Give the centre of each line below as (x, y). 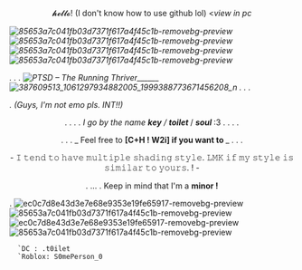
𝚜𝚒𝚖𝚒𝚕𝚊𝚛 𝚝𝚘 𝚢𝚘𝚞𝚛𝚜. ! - (152, 168)
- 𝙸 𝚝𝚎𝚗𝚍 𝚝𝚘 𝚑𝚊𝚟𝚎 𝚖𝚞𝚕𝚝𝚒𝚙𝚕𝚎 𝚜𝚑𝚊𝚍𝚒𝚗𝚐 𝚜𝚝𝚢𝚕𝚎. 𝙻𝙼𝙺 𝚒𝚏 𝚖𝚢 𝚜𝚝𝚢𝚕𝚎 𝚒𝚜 (152, 157)
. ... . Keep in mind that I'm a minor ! (152, 186)
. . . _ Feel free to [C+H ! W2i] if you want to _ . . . (152, 140)
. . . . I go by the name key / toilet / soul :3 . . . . (152, 122)
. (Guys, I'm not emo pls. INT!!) (66, 105)
